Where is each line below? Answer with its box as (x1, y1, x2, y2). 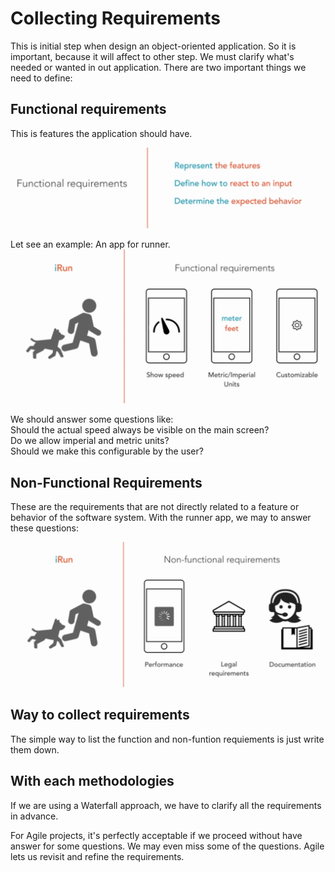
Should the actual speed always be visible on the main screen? (10, 424, 270, 436)
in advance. (10, 810, 59, 822)
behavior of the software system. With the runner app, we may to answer (10, 512, 312, 524)
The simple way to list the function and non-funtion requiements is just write (10, 733, 325, 745)
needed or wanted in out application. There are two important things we (10, 61, 307, 73)
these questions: (10, 522, 79, 534)
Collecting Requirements (10, 7, 221, 30)
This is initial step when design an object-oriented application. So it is (10, 40, 297, 52)
